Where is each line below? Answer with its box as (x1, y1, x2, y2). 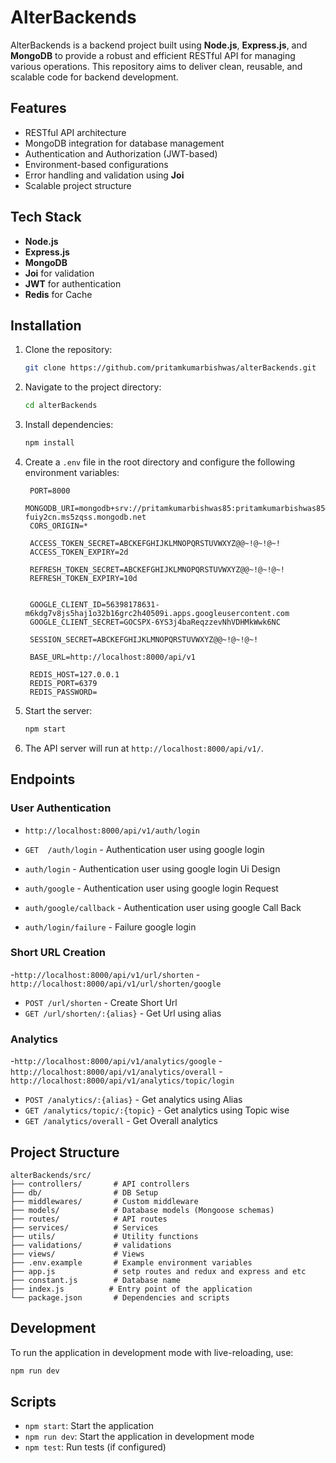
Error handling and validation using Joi (24, 169, 185, 181)
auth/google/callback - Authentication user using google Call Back (24, 901, 302, 913)
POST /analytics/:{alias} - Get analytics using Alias (24, 1094, 243, 1106)
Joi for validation (24, 267, 95, 279)
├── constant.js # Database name (10, 1275, 182, 1285)
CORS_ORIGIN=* (29, 521, 89, 531)
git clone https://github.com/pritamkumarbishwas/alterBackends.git (24, 363, 317, 373)
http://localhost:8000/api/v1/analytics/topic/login (10, 1076, 235, 1086)
